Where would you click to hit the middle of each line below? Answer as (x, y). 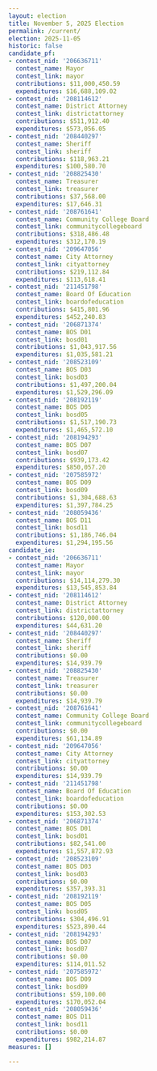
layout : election (37, 16)
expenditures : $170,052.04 (61, 1002)
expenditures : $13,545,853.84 (66, 588)
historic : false (35, 46)
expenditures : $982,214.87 (61, 1039)
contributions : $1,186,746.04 (66, 535)
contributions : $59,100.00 (61, 994)
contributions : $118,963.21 (63, 159)
